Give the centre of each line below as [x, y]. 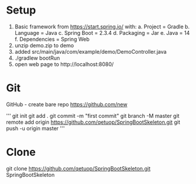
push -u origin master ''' [35, 128]
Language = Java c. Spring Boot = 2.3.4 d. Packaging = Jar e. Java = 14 [102, 32]
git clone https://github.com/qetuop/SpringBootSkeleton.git [78, 168]
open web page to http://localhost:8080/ [64, 64]
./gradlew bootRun [37, 58]
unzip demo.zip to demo [44, 45]
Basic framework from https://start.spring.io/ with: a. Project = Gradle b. [102, 27]
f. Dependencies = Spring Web [52, 39]
